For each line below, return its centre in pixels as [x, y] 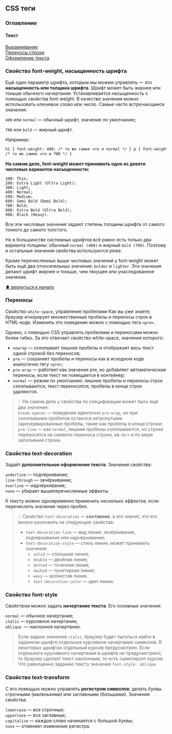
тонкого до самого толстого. [37, 230]
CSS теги [20, 8]
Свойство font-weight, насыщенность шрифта [66, 71]
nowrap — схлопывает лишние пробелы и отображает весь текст [83, 347]
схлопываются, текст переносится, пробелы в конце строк [77, 386]
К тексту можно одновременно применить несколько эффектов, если [82, 501]
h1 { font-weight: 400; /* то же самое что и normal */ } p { [73, 149]
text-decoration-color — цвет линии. [73, 582]
